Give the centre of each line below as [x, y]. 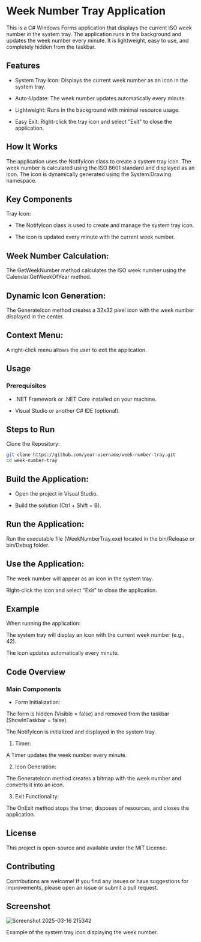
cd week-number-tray [32, 461]
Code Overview [36, 672]
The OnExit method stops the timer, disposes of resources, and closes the [98, 808]
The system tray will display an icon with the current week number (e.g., [95, 635]
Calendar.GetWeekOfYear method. [49, 277]
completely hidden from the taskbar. [51, 47]
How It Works [32, 147]
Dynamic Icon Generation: [56, 296]
